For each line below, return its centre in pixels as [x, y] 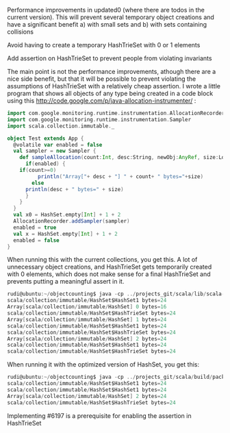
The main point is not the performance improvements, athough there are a [112, 72]
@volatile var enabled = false [58, 145]
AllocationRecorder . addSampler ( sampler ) [72, 221]
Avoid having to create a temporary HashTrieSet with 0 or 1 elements [104, 45]
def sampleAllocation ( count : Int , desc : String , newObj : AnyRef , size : [119, 158]
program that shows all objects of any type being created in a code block [110, 93]
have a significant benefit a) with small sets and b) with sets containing [107, 24]
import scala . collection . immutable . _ [61, 126]
